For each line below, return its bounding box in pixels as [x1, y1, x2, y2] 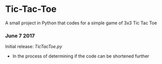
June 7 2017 [5, 32, 35, 39]
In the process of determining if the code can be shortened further [12, 53, 150, 59]
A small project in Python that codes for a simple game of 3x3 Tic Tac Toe [5, 20, 157, 26]
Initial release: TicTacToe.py [5, 44, 62, 50]
